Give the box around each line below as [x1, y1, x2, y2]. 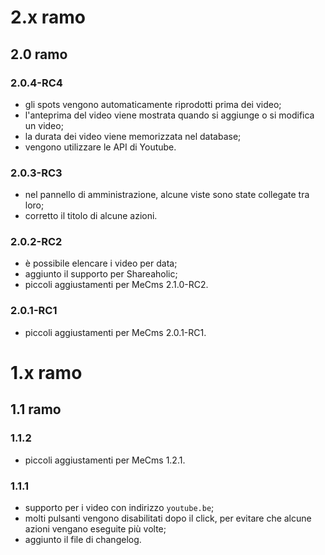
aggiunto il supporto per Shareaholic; [24, 268, 178, 280]
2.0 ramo [10, 46, 68, 63]
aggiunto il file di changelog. [24, 533, 142, 545]
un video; [24, 119, 64, 131]
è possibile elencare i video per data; [24, 257, 178, 270]
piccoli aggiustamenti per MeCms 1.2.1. [24, 454, 186, 466]
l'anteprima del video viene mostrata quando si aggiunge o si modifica [24, 109, 315, 121]
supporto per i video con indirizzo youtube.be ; [24, 501, 215, 513]
